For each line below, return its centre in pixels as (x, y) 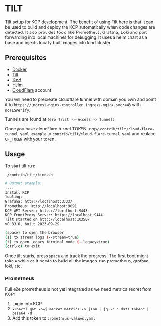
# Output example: (24, 183)
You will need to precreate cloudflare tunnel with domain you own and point (80, 99)
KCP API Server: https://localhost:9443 (47, 211)
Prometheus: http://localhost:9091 (41, 206)
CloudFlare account (32, 90)
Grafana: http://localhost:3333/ (39, 201)
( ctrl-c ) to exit (23, 246)
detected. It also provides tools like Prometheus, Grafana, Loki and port (76, 32)
